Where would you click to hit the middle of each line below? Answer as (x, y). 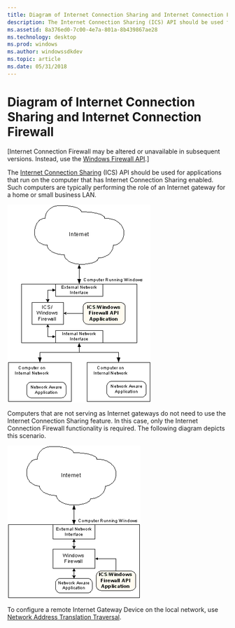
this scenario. (27, 435)
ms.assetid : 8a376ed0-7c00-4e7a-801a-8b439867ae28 (83, 29)
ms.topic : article (34, 60)
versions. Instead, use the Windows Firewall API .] (78, 158)
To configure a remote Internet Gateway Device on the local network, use (113, 609)
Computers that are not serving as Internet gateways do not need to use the (116, 413)
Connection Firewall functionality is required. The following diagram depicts (116, 428)
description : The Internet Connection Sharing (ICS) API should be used (115, 22)
